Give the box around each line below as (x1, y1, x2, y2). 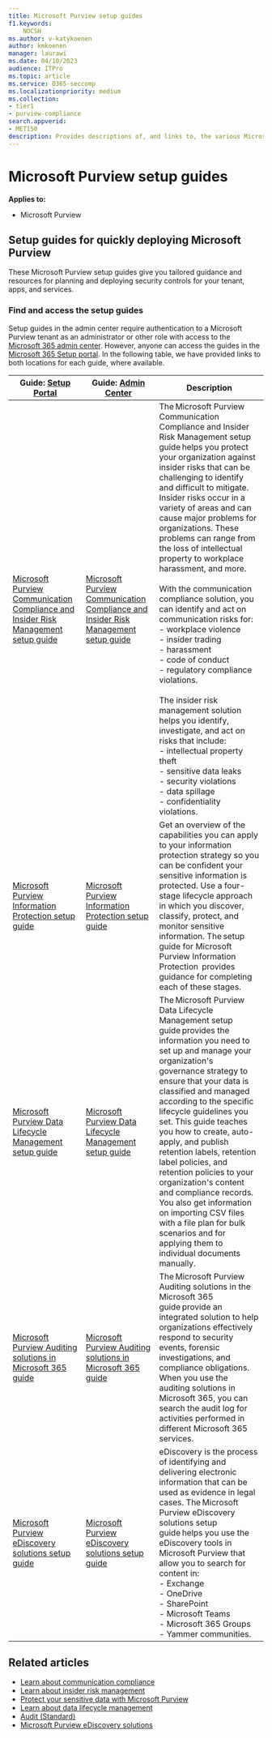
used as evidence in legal (159, 1486, 256, 1497)
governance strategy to (159, 1065, 249, 1076)
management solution (159, 704, 242, 715)
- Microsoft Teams (159, 1608, 231, 1619)
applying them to (159, 1237, 223, 1249)
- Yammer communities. (159, 1628, 252, 1639)
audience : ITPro (8, 65, 63, 73)
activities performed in (159, 1412, 245, 1424)
